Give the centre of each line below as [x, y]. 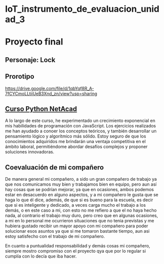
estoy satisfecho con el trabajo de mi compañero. [55, 237]
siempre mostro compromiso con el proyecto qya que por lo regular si [75, 251]
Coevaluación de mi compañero [55, 167]
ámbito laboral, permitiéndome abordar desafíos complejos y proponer [76, 147]
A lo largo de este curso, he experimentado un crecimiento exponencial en [80, 120]
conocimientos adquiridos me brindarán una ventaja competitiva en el [75, 142]
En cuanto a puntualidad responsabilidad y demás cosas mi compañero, [78, 246]
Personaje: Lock [30, 60]
